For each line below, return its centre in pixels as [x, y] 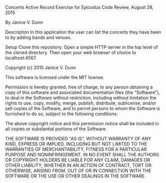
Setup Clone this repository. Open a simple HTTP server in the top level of [81, 47]
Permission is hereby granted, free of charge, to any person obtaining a [79, 87]
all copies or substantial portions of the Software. [56, 129]
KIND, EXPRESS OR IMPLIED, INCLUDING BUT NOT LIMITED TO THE [76, 144]
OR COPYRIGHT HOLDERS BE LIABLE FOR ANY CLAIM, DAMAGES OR [78, 160]
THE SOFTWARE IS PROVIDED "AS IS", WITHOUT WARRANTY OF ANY [78, 139]
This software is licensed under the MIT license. [55, 77]
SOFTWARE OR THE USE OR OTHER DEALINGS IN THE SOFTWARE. [75, 176]
